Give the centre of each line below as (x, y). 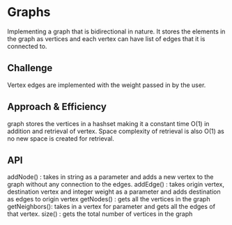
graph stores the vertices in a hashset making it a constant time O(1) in (108, 123)
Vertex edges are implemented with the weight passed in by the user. (107, 85)
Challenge (30, 68)
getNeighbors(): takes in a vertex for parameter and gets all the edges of (111, 207)
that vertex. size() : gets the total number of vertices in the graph (100, 214)
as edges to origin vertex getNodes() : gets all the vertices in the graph (109, 199)
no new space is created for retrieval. (61, 138)
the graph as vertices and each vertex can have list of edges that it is (106, 38)
